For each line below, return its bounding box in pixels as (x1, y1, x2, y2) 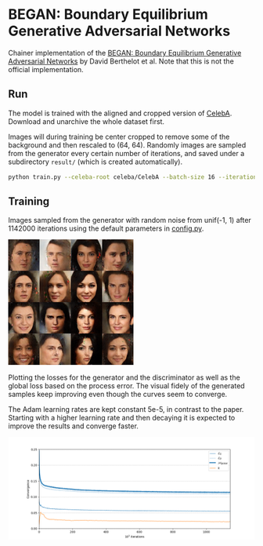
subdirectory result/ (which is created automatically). (8, 157, 183, 166)
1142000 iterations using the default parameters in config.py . (8, 224, 204, 233)
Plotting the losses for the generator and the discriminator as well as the (8, 373, 240, 382)
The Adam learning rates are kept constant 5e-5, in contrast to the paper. (8, 405, 244, 414)
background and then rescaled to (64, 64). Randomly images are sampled (8, 140, 247, 150)
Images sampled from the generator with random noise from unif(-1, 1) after (8, 216, 252, 225)
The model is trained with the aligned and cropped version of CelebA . (8, 108, 232, 118)
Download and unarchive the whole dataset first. (8, 116, 165, 126)
